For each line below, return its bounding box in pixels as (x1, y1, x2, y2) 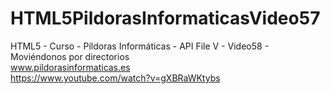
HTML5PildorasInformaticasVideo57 (10, 7, 321, 30)
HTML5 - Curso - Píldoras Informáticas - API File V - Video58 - (10, 40, 270, 52)
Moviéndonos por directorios (10, 50, 130, 62)
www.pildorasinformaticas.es (10, 61, 131, 73)
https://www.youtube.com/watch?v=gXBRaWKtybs (10, 72, 221, 84)
